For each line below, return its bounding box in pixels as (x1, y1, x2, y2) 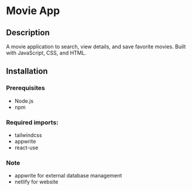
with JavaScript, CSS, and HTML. (6, 49, 87, 56)
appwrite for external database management (14, 172, 122, 179)
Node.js (14, 97, 34, 104)
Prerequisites (6, 84, 45, 92)
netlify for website (14, 178, 59, 186)
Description (6, 28, 50, 38)
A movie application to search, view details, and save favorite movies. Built (6, 43, 186, 50)
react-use (14, 144, 39, 151)
